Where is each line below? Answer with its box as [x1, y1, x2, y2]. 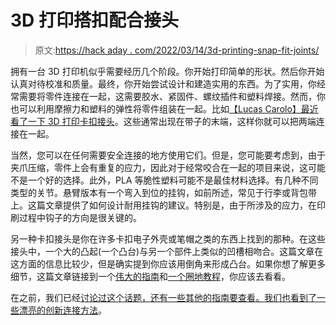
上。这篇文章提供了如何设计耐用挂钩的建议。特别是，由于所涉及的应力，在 [10, 199, 317, 211]
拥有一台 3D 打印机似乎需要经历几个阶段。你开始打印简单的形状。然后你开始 [10, 65, 325, 77]
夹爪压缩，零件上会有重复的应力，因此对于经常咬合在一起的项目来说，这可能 [10, 161, 326, 173]
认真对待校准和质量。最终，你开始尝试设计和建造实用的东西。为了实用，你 [10, 77, 317, 90]
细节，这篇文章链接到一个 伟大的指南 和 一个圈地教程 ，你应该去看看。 [10, 270, 291, 282]
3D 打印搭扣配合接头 [10, 9, 179, 32]
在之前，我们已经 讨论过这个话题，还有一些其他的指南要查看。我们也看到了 [10, 291, 317, 303]
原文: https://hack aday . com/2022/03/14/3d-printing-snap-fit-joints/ [34, 44, 320, 56]
